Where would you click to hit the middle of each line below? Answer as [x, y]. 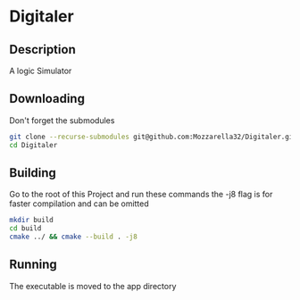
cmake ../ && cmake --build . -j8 [74, 237]
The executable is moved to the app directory [93, 286]
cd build [25, 229]
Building [33, 173]
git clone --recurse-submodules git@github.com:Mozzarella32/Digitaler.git [153, 137]
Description [42, 50]
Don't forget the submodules [62, 120]
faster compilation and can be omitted [79, 204]
